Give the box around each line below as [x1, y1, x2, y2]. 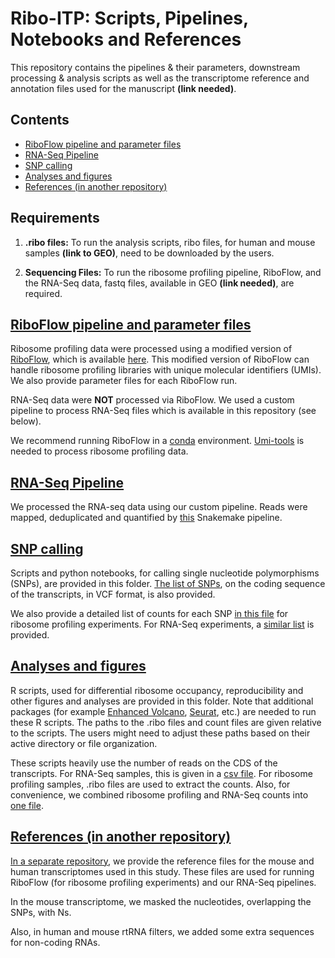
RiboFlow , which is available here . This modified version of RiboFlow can [10, 353, 310, 366]
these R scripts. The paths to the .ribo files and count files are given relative [10, 716, 322, 728]
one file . [10, 799, 44, 811]
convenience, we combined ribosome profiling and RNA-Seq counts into [10, 788, 309, 801]
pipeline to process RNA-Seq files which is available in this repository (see [10, 405, 317, 417]
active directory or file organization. [10, 737, 158, 749]
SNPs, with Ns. [10, 906, 72, 918]
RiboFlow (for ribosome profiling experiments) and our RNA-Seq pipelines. [10, 876, 317, 888]
